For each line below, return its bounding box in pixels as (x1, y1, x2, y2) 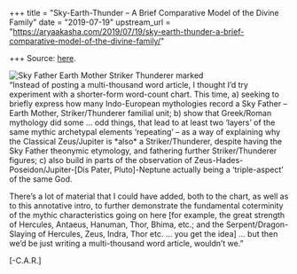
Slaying (9, 229, 37, 239)
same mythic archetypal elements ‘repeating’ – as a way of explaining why (9, 127, 281, 137)
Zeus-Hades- (193, 155, 244, 165)
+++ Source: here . (9, 53, 77, 63)
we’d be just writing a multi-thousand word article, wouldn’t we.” (9, 239, 244, 248)
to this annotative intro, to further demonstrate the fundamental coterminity (9, 200, 284, 211)
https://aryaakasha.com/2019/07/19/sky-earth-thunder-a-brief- (12, 27, 245, 36)
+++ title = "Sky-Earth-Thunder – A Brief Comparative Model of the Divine (9, 8, 279, 18)
